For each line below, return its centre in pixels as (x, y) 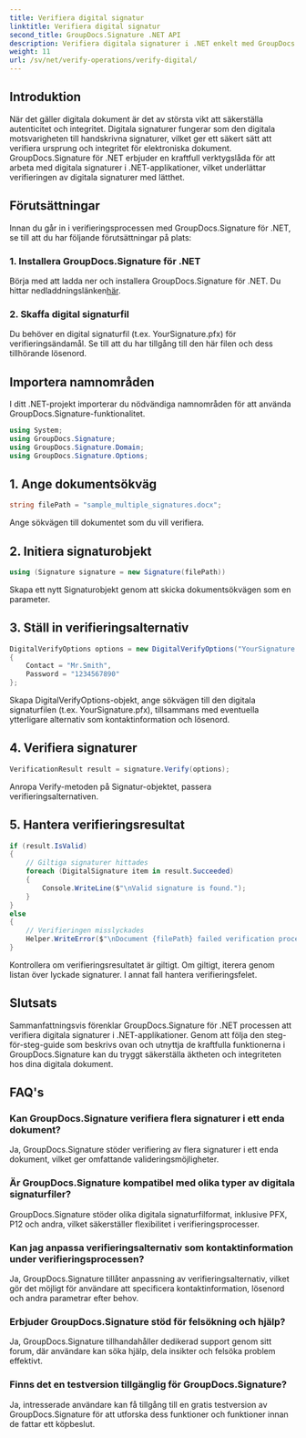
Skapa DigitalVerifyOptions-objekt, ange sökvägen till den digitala (133, 700)
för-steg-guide (37, 1044)
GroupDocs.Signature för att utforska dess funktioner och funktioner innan (149, 1414)
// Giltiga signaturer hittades (87, 863)
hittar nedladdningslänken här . (65, 290)
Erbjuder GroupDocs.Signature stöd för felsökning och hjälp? (148, 1321)
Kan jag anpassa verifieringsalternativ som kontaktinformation (152, 1248)
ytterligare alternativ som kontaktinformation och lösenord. (120, 720)
